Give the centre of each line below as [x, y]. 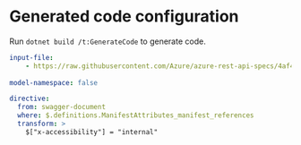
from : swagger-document [61, 107]
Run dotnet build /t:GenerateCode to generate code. [107, 41]
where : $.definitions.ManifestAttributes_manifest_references [136, 115]
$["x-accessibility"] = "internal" [92, 132]
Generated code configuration [124, 17]
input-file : [31, 57]
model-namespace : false [54, 82]
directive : [30, 99]
